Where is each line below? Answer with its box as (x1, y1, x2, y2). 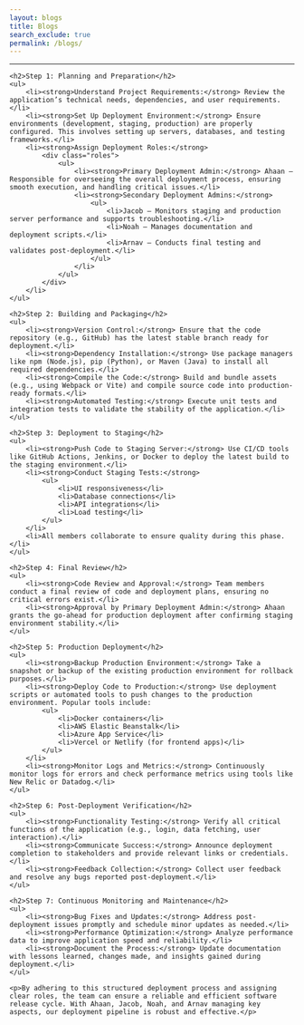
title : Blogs (9, 22, 59, 31)
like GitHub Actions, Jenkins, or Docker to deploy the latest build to (9, 452, 290, 462)
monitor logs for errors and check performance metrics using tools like (9, 769, 294, 779)
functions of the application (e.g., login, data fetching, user (9, 826, 261, 835)
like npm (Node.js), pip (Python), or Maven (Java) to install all (9, 357, 270, 367)
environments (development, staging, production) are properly (9, 120, 253, 129)
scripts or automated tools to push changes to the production (9, 691, 253, 700)
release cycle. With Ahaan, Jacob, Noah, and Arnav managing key (9, 1000, 261, 1009)
